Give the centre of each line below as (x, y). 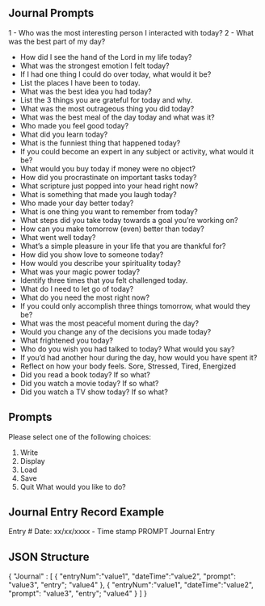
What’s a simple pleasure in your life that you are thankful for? (123, 246)
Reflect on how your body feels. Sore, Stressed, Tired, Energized (128, 366)
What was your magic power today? (80, 271)
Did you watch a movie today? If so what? (89, 383)
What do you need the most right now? (85, 297)
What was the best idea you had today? (86, 91)
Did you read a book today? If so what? (85, 374)
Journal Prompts (51, 13)
